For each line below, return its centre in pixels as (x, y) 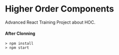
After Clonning (20, 33)
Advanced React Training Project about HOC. (50, 22)
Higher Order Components (59, 9)
